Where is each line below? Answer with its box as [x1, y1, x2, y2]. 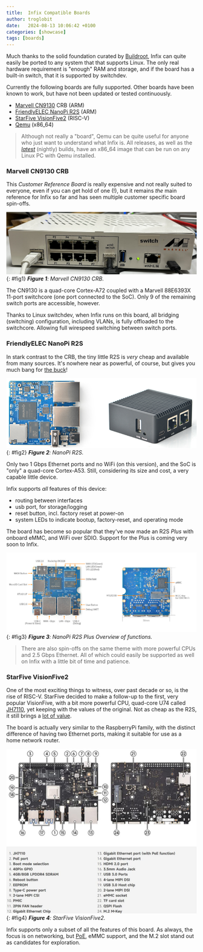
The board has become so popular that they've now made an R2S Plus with [6, 528, 194, 535]
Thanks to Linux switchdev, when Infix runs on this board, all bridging [6, 311, 179, 319]
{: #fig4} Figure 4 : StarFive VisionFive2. [6, 915, 106, 922]
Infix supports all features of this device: [6, 485, 107, 492]
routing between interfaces [14, 496, 83, 504]
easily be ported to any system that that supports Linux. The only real [6, 59, 179, 66]
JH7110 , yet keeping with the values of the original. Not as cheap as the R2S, [6, 706, 197, 713]
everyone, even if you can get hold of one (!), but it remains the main [6, 187, 177, 195]
